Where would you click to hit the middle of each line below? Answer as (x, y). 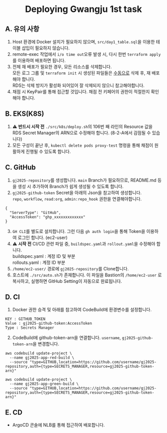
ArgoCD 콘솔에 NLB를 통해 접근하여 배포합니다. (59, 425)
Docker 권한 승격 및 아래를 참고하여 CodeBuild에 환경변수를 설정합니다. (82, 310)
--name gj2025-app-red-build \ (42, 358)
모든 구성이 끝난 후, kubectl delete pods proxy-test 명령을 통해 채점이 (83, 145)
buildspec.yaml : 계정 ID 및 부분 (44, 256)
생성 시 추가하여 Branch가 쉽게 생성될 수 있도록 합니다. (71, 186)
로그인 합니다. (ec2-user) (43, 237)
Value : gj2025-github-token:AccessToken (49, 324)
